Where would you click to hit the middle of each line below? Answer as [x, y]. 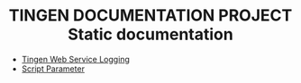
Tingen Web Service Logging [75, 59]
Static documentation [150, 34]
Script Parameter [53, 69]
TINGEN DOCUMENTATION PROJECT [150, 16]
